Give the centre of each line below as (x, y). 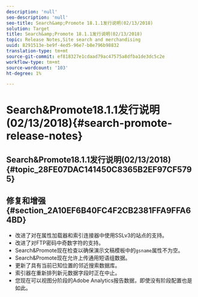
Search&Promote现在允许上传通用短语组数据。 (73, 258)
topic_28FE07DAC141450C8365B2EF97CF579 (103, 169)
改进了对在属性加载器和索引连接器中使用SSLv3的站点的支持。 (91, 235)
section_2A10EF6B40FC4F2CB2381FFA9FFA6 (103, 211)
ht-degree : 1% (24, 73)
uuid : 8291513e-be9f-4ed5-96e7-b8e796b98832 (63, 46)
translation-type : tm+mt (37, 51)
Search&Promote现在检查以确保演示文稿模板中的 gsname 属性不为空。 (99, 250)
